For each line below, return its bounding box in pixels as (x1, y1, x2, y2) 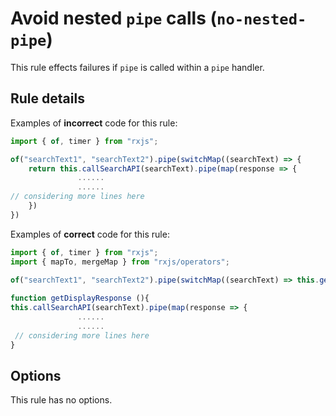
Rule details (10, 90, 85, 107)
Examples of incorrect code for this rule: (10, 117, 178, 129)
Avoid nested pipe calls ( (10, 7, 218, 30)
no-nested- (216, 10, 307, 29)
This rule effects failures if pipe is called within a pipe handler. (10, 61, 265, 73)
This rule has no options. (10, 394, 113, 406)
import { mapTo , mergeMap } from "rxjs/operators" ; (10, 257, 230, 267)
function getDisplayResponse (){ (10, 293, 150, 304)
